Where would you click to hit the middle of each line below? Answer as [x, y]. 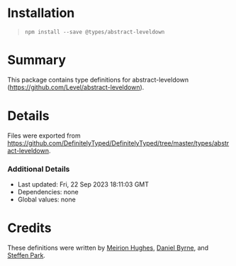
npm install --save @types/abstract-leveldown [95, 32]
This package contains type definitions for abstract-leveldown [98, 79]
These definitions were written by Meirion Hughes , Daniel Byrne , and [108, 248]
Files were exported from [44, 135]
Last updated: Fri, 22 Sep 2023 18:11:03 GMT [83, 184]
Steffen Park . [27, 255]
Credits [29, 228]
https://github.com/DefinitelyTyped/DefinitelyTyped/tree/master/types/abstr [118, 143]
